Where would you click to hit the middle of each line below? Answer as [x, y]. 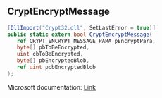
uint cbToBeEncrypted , [50, 54]
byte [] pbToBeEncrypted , [53, 48]
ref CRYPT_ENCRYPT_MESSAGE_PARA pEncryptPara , [86, 41]
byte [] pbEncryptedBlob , [53, 61]
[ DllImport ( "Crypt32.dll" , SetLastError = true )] [82, 27]
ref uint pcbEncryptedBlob [56, 67]
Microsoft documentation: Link [52, 87]
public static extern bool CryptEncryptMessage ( [80, 35]
